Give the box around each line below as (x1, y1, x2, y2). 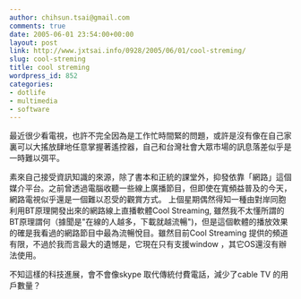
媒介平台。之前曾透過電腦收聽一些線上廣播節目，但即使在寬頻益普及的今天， (9, 183, 292, 193)
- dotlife (9, 88, 47, 97)
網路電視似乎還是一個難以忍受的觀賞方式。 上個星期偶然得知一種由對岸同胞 (9, 194, 287, 205)
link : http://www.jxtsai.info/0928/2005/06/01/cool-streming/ (9, 47, 246, 56)
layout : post (9, 38, 58, 47)
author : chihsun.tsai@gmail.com (9, 13, 130, 22)
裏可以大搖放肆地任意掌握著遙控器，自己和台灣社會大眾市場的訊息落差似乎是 (9, 141, 292, 152)
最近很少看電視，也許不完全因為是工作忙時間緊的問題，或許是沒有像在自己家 (9, 131, 292, 141)
